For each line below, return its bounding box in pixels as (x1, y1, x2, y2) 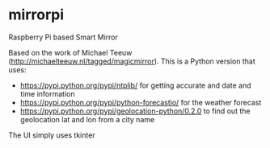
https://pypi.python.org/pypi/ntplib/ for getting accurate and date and (19, 80, 252, 90)
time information (19, 88, 75, 98)
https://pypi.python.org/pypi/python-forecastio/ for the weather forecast (19, 97, 262, 107)
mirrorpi (8, 6, 65, 24)
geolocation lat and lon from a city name (19, 114, 155, 124)
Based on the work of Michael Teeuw (8, 47, 133, 57)
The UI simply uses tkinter (8, 130, 95, 140)
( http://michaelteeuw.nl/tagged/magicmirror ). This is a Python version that (8, 56, 256, 66)
